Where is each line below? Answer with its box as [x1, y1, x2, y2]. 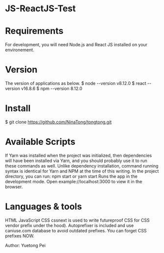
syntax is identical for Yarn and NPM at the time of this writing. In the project [5, 168, 159, 174]
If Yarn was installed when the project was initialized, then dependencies [5, 152, 152, 158]
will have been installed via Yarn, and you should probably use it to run [5, 158, 148, 164]
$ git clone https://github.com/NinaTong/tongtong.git [5, 119, 112, 125]
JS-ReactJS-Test [5, 3, 76, 14]
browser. [5, 184, 23, 190]
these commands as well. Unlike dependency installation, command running [5, 163, 159, 169]
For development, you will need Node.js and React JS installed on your [5, 42, 148, 48]
